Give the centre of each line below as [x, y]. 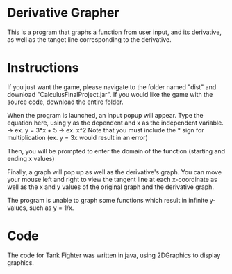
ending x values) [31, 158]
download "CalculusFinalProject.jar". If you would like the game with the [110, 94]
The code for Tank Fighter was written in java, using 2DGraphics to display [114, 255]
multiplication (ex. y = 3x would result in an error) [77, 137]
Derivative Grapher [63, 13]
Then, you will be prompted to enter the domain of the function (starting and [116, 151]
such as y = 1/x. [51, 208]
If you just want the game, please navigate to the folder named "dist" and [112, 87]
